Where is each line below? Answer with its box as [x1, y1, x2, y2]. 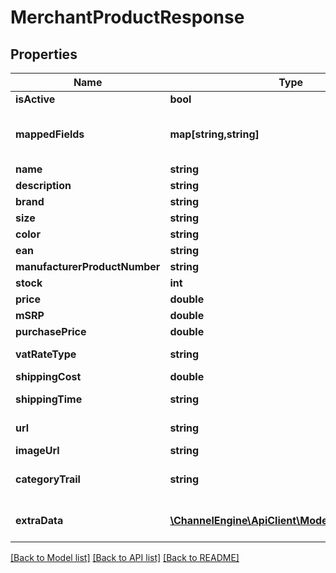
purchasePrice [15, 325, 87, 338]
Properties [10, 46, 78, 63]
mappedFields [15, 127, 85, 141]
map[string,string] [169, 127, 260, 141]
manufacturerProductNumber [15, 260, 161, 273]
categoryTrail [15, 472, 81, 486]
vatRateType [15, 347, 77, 361]
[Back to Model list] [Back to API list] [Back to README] [10, 552, 240, 563]
